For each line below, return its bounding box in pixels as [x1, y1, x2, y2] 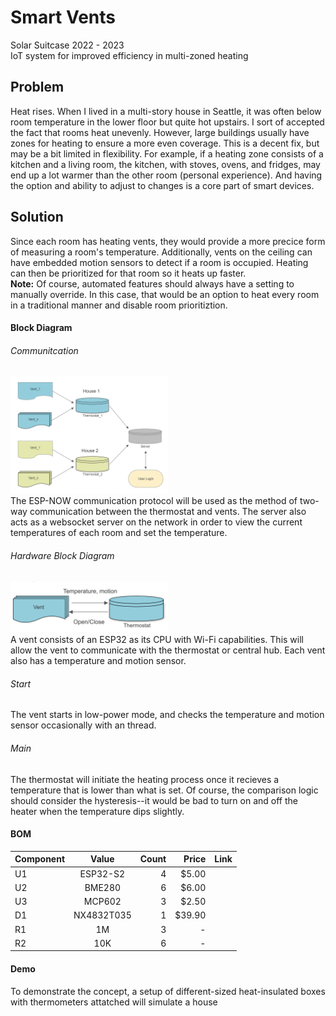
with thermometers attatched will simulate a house [10, 996, 218, 1008]
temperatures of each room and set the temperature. [10, 527, 228, 539]
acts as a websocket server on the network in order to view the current [10, 516, 303, 528]
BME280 [84, 881, 122, 893]
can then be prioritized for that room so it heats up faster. [10, 267, 247, 279]
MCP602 [83, 896, 122, 908]
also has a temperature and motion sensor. [10, 655, 187, 667]
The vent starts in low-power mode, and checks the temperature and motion [10, 709, 325, 721]
